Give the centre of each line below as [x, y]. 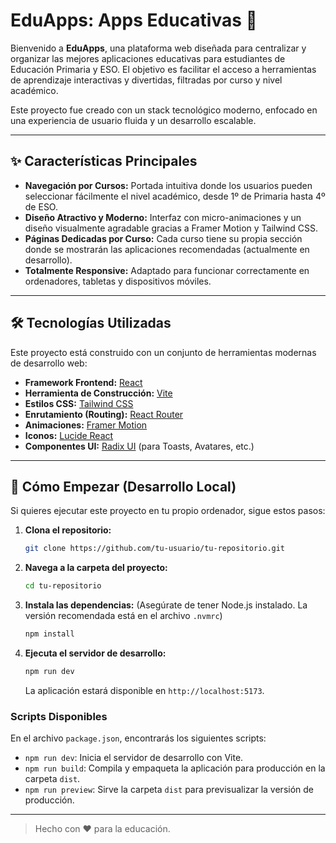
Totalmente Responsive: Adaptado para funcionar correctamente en [167, 270]
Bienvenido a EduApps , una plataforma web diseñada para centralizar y [158, 48]
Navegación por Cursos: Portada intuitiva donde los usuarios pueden [168, 185]
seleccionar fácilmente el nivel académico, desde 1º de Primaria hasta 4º [175, 196]
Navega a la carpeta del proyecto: [96, 568]
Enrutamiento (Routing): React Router [104, 414]
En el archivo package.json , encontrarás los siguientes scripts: [138, 738]
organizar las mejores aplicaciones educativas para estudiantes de [148, 58]
